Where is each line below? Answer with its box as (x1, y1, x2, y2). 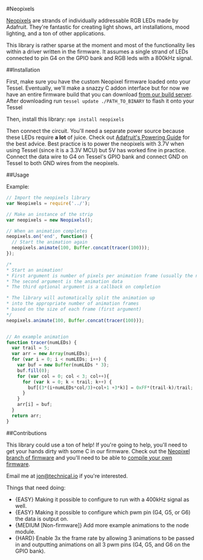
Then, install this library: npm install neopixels (6, 115, 124, 123)
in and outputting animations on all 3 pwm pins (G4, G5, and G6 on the (14, 541, 190, 548)
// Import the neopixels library (6, 195, 91, 201)
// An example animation (6, 334, 69, 340)
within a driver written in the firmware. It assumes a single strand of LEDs (6, 48, 188, 55)
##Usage (6, 171, 30, 178)
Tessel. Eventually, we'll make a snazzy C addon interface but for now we (6, 84, 189, 92)
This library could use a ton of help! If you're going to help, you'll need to (6, 441, 187, 448)
